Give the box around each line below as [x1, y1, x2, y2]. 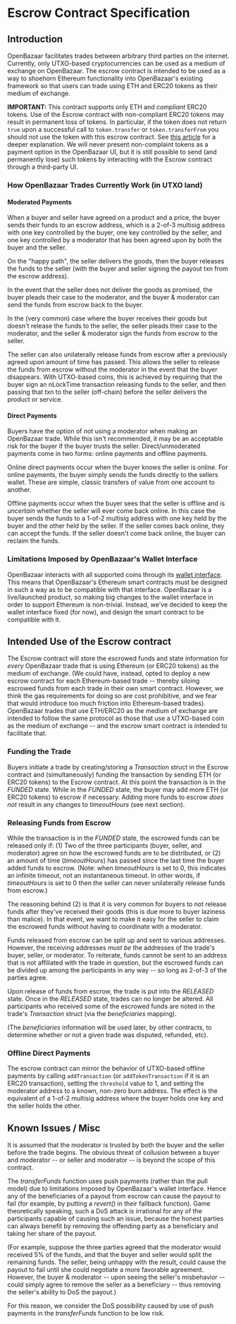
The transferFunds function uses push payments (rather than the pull [7, 1177, 208, 1185]
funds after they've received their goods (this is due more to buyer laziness [7, 908, 225, 916]
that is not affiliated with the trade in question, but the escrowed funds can [7, 958, 224, 967]
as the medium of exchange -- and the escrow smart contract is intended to [7, 722, 228, 730]
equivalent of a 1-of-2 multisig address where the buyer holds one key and [7, 1094, 224, 1103]
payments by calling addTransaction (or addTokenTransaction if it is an [7, 1072, 209, 1080]
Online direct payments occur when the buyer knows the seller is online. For [7, 463, 228, 471]
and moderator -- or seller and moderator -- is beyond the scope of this [7, 1156, 216, 1164]
